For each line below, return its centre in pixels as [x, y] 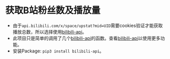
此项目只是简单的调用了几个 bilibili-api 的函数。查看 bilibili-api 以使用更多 [87, 38]
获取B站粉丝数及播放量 [53, 10]
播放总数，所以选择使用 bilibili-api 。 [50, 32]
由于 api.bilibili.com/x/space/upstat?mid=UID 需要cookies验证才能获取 [88, 25]
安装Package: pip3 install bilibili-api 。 [58, 51]
